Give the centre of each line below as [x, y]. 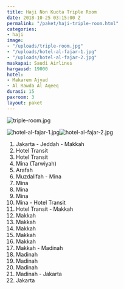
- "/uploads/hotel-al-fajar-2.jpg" [52, 57]
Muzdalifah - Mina [39, 176]
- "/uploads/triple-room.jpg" [45, 46]
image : [15, 40]
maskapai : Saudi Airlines [40, 63]
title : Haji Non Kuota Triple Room [52, 12]
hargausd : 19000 [27, 69]
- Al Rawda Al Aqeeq [33, 86]
